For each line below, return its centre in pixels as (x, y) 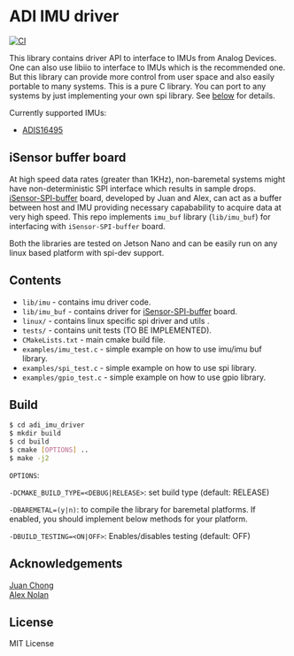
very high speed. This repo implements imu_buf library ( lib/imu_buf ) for (140, 216)
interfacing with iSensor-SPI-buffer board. (87, 226)
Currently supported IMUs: (58, 112)
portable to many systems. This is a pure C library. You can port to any (138, 86)
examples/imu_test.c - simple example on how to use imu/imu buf (142, 349)
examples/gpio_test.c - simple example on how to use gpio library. (144, 377)
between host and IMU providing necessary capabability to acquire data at (145, 207)
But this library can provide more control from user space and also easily (142, 76)
